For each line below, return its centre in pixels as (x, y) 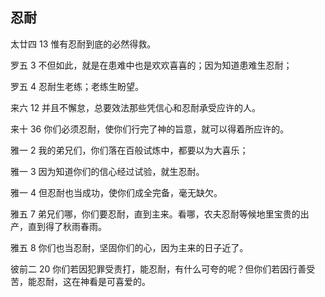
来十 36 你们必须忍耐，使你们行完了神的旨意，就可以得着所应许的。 (150, 129)
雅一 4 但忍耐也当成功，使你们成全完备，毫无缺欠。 (116, 192)
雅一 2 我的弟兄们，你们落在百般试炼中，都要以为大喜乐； (129, 150)
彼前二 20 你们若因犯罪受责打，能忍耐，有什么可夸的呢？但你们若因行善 (158, 269)
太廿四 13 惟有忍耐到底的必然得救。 (83, 44)
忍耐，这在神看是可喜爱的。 (93, 281)
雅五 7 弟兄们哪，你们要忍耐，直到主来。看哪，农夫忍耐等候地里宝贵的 (155, 214)
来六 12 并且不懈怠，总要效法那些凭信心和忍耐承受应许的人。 (136, 107)
